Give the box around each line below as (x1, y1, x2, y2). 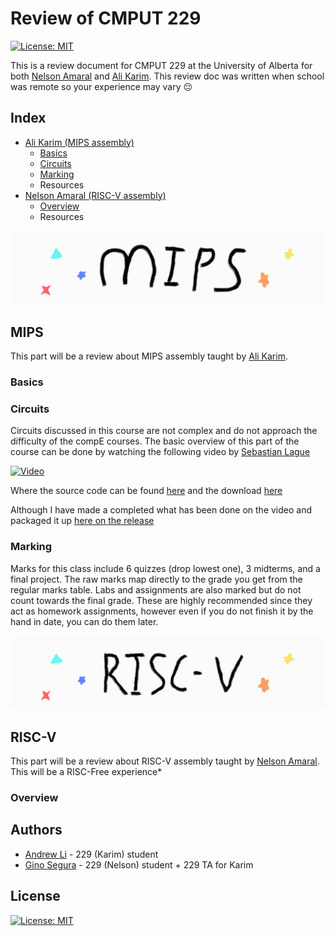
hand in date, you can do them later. (10, 615, 159, 627)
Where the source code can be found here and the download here (10, 485, 283, 497)
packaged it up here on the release (10, 515, 155, 527)
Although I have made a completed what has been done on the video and (10, 504, 313, 516)
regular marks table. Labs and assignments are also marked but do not (10, 583, 302, 596)
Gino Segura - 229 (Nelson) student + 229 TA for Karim (24, 858, 254, 871)
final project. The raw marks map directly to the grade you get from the (10, 573, 303, 585)
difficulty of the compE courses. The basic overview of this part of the (10, 435, 300, 447)
